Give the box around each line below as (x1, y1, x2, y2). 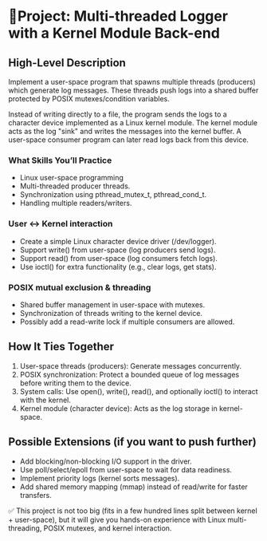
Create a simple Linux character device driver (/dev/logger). (19, 236, 217, 246)
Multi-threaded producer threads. (19, 181, 131, 191)
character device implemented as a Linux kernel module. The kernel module (8, 118, 257, 127)
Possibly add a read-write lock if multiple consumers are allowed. (19, 317, 235, 326)
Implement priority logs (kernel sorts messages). (19, 473, 180, 483)
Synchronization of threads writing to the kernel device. (19, 308, 203, 318)
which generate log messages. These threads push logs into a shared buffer (8, 85, 259, 95)
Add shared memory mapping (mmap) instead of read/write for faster (19, 482, 249, 492)
